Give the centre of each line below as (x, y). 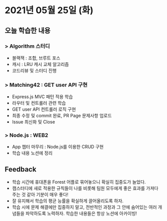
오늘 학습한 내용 (28, 30)
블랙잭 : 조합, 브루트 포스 (36, 58)
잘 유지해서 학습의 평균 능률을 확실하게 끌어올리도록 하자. (68, 201)
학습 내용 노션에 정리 (32, 153)
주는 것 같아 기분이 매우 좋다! (40, 195)
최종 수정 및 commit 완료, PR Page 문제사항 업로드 (62, 116)
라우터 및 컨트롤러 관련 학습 (39, 103)
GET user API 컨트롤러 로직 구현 (44, 109)
